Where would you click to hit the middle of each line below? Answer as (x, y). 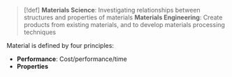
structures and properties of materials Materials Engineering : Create (123, 17)
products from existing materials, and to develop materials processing (124, 25)
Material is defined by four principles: (60, 45)
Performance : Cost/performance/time (72, 59)
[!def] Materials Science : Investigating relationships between (112, 10)
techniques (40, 32)
